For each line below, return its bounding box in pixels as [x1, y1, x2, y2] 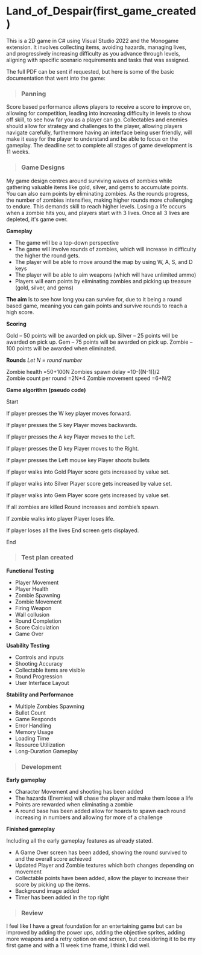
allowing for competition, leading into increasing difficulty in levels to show [6, 110, 192, 117]
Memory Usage [14, 728, 54, 735]
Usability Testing [6, 641, 50, 649]
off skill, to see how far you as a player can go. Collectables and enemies [6, 116, 188, 123]
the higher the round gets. [14, 252, 80, 259]
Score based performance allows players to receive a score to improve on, [6, 103, 192, 111]
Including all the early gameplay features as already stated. [6, 837, 153, 844]
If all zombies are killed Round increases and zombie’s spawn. [6, 503, 160, 510]
